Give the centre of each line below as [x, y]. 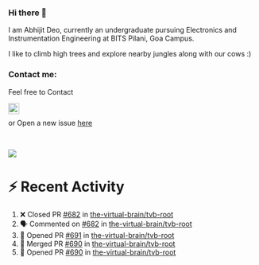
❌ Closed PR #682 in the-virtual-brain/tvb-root [97, 214]
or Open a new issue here [50, 123]
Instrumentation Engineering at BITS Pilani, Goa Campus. [101, 38]
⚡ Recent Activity [66, 187]
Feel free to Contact [41, 92]
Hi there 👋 [28, 13]
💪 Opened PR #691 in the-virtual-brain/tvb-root [97, 235]
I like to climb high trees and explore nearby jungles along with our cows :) [130, 54]
